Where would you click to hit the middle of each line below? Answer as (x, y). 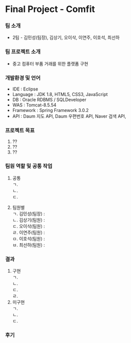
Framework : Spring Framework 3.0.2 (50, 110)
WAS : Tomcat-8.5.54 (34, 105)
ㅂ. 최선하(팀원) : (29, 245)
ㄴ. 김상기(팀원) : (29, 220)
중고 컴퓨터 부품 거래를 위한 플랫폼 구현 (50, 63)
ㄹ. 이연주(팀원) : (29, 232)
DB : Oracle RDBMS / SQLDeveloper (49, 100)
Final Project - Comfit (50, 9)
